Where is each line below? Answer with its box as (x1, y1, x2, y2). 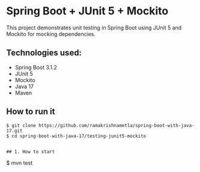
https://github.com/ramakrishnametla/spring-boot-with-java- (38, 122, 195, 128)
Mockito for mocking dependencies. (6, 30, 96, 37)
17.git (6, 128, 23, 134)
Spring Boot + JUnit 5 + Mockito (6, 4, 169, 18)
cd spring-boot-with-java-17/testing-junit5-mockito (11, 133, 147, 139)
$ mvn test (6, 159, 33, 166)
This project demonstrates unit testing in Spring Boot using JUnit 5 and (6, 24, 182, 31)
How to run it (6, 107, 55, 117)
